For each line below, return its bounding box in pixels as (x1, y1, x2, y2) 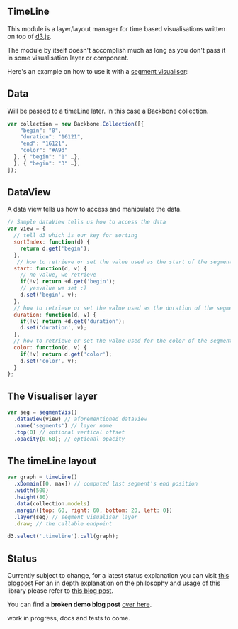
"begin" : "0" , (20, 127, 62, 134)
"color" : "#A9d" (20, 147, 69, 154)
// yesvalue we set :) (20, 285, 87, 292)
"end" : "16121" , (20, 140, 69, 148)
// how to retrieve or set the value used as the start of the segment (16, 258, 233, 266)
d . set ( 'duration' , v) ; (20, 324, 87, 332)
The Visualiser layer (7, 390, 98, 402)
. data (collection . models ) (13, 500, 91, 507)
